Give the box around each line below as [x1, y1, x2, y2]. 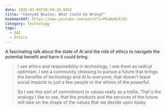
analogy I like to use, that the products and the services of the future [17, 94, 158, 100]
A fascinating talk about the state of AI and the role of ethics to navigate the [5, 48, 160, 55]
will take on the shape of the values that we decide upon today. [17, 99, 147, 105]
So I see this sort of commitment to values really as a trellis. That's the [17, 89, 162, 95]
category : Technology [5, 21, 50, 26]
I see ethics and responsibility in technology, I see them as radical [17, 63, 153, 69]
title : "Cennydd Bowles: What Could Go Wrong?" [5, 12, 106, 17]
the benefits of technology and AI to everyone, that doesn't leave [17, 74, 151, 80]
